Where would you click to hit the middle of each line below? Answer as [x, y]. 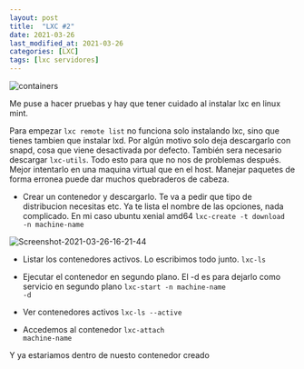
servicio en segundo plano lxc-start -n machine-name [124, 286]
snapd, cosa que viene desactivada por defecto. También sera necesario [146, 150]
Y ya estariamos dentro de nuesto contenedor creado [110, 355]
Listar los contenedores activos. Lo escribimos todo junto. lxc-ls [144, 259]
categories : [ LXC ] [44, 52]
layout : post [34, 18]
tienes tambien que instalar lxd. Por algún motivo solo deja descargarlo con [150, 140]
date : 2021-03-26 [42, 35]
